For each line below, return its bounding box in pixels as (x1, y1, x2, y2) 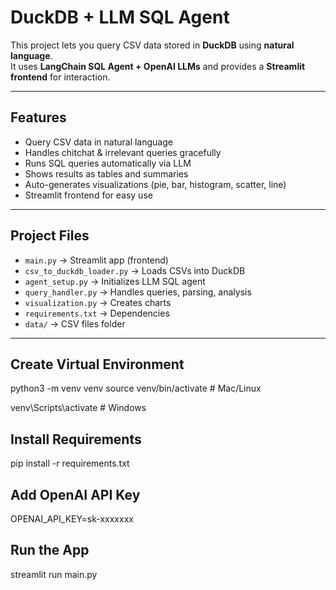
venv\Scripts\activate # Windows (10, 402, 147, 414)
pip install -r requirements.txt (10, 457, 130, 470)
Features (10, 109, 67, 126)
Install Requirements (10, 431, 142, 448)
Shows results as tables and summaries (24, 167, 189, 180)
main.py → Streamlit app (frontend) (24, 254, 169, 266)
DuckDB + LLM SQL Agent (10, 6, 230, 29)
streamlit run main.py (10, 568, 98, 580)
